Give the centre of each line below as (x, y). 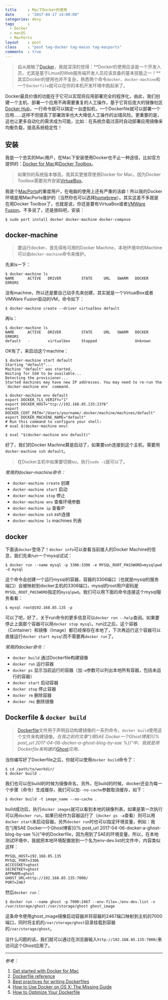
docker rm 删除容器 (32, 695)
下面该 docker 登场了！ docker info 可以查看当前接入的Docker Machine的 (78, 549)
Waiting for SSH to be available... (43, 374)
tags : (17, 24)
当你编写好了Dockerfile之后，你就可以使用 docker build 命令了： (71, 760)
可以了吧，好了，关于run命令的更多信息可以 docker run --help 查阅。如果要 (82, 617)
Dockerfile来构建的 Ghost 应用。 (49, 749)
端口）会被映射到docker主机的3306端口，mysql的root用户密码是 (72, 585)
